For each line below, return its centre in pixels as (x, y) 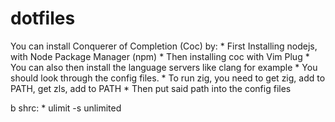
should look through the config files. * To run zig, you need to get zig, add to (168, 78)
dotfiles (43, 18)
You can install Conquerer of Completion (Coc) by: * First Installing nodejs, (164, 46)
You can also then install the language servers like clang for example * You (164, 67)
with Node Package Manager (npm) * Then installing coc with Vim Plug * (160, 56)
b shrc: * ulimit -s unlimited (66, 108)
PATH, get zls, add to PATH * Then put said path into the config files (151, 88)
